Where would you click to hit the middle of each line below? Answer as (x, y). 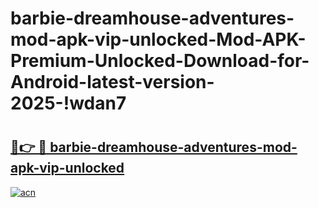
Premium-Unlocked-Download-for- (160, 61)
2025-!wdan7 (68, 103)
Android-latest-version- (112, 82)
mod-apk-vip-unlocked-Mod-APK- (158, 39)
